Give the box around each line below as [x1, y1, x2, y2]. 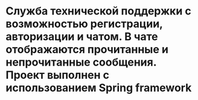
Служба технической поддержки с [5, 4, 191, 18]
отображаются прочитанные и [5, 43, 168, 57]
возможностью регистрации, [5, 17, 163, 31]
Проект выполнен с [5, 68, 110, 82]
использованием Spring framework [5, 81, 192, 95]
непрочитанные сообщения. [5, 55, 157, 69]
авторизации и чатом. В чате [5, 30, 158, 43]
